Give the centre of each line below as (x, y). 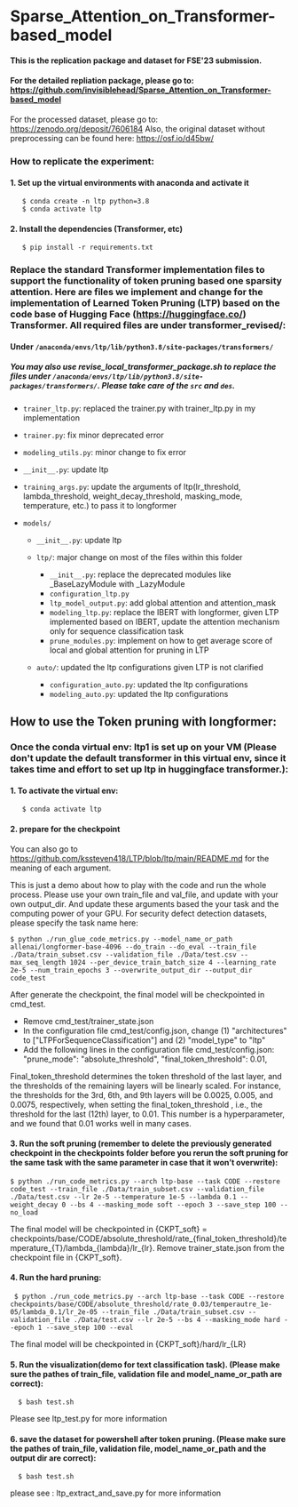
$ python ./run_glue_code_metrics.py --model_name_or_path (122, 939)
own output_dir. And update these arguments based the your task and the (145, 903)
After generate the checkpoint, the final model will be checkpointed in (137, 994)
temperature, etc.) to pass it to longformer (99, 505)
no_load (24, 1212)
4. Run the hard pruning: (56, 1278)
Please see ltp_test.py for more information (89, 1419)
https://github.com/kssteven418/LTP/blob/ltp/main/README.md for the (140, 858)
